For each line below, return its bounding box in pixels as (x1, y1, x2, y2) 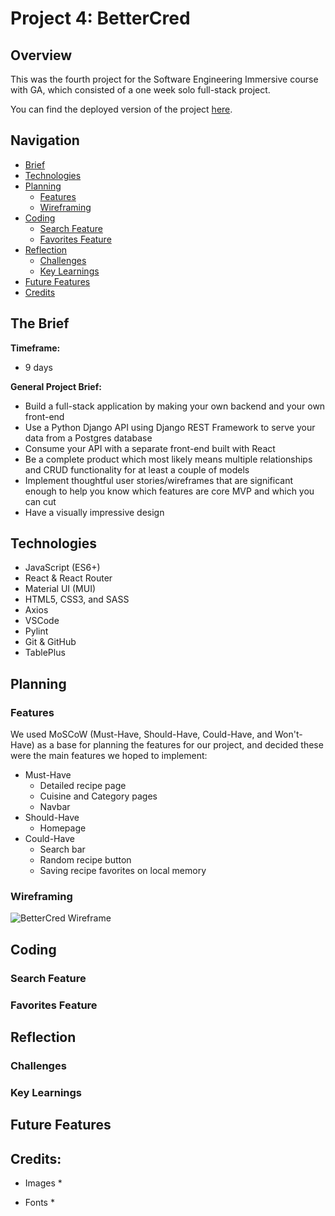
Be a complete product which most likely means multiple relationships (24, 453, 313, 465)
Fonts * (24, 1197, 55, 1209)
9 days (24, 361, 53, 373)
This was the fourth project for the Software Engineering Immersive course (10, 73, 319, 85)
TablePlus (24, 647, 66, 659)
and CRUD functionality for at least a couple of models (24, 463, 250, 476)
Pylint (24, 625, 49, 637)
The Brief (10, 315, 70, 332)
